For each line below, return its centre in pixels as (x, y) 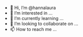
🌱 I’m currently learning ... (37, 18)
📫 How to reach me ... (33, 29)
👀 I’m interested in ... (31, 13)
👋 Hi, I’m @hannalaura (33, 8)
